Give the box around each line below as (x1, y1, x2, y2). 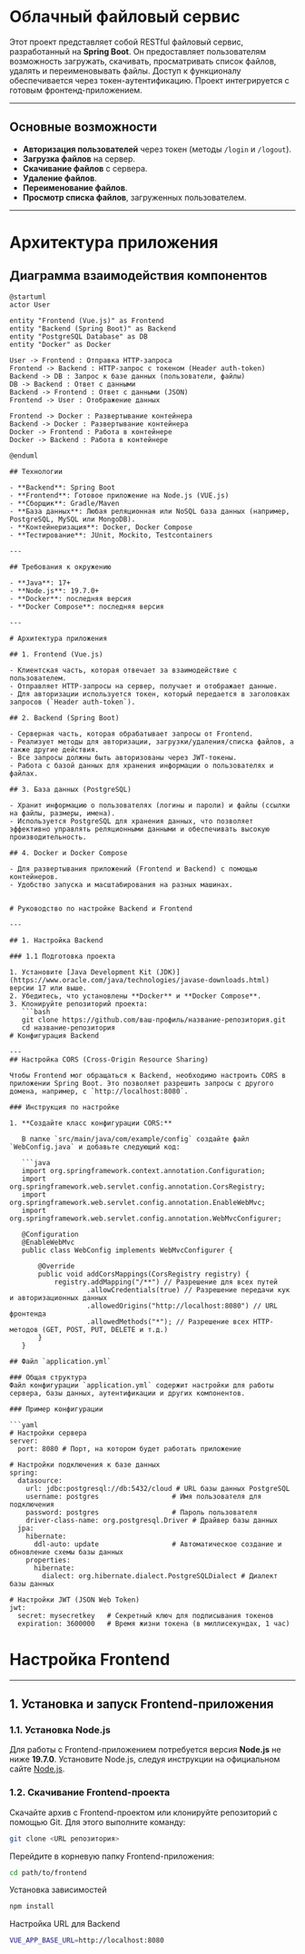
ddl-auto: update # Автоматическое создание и (33, 1539, 282, 1549)
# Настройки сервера (9, 1428, 88, 1437)
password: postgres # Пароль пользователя (25, 1507, 258, 1517)
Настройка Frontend (9, 1649, 171, 1670)
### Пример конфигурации (9, 1405, 103, 1414)
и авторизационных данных (9, 1293, 107, 1302)
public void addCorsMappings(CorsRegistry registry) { (37, 1269, 250, 1278)
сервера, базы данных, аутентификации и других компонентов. (9, 1388, 246, 1397)
